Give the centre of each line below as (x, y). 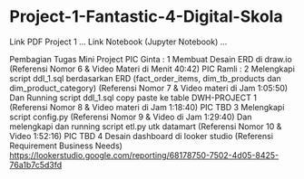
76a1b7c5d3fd (36, 165)
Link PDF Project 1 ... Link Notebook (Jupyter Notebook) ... (118, 42)
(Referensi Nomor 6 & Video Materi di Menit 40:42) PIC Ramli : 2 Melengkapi (152, 69)
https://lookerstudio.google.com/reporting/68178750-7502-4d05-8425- (144, 155)
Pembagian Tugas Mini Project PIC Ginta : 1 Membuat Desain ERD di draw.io (151, 59)
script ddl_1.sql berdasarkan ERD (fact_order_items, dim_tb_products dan (145, 78)
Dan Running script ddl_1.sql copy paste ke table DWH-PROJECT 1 (133, 98)
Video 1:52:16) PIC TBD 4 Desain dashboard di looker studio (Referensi (142, 136)
